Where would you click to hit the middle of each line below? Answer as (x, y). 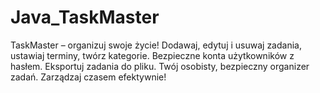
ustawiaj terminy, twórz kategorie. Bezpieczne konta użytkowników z (152, 55)
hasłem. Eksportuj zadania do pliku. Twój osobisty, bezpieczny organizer (160, 66)
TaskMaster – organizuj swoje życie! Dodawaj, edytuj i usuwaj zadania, (156, 45)
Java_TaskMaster (85, 17)
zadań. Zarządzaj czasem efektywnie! (88, 77)
